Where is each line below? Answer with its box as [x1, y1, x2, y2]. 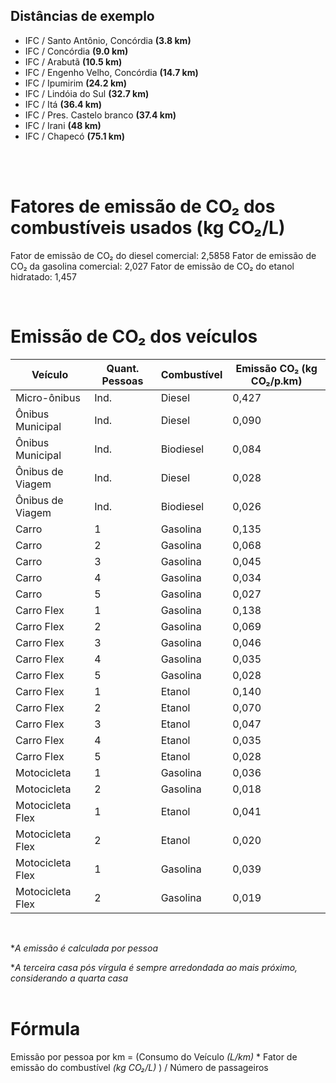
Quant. [106, 361, 140, 375]
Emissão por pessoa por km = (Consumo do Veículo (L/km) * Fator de [10, 1050, 298, 1063]
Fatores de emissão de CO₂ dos [10, 195, 276, 218]
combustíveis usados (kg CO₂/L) [10, 217, 286, 239]
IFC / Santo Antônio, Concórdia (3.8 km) [24, 34, 192, 46]
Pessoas [101, 374, 144, 388]
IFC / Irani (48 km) [24, 119, 102, 131]
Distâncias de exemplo [10, 8, 155, 25]
